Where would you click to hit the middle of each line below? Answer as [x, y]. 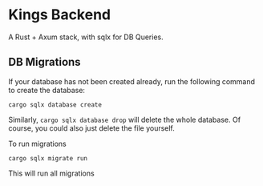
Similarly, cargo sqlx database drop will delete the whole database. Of [125, 119]
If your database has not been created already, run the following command [131, 81]
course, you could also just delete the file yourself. [91, 128]
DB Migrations [45, 62]
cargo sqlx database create [55, 105]
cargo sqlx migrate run [48, 158]
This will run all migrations [51, 173]
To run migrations [37, 144]
